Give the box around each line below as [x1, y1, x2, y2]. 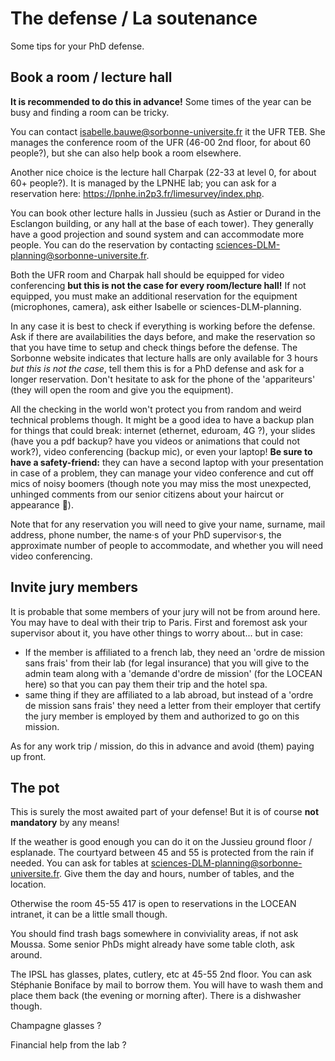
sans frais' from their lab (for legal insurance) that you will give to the [24, 657, 310, 669]
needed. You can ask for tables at [10, 857, 149, 869]
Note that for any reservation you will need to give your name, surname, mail [10, 518, 326, 530]
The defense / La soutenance [10, 7, 258, 30]
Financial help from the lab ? [10, 1039, 127, 1051]
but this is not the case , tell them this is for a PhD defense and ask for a [10, 362, 305, 374]
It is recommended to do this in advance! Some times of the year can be [10, 95, 312, 107]
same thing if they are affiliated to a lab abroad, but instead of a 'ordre [24, 688, 314, 701]
